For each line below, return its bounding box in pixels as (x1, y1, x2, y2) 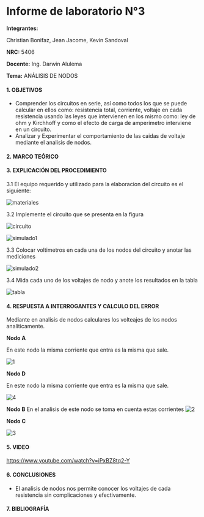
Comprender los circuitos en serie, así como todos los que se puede (15, 100, 188, 107)
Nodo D (6, 370, 26, 377)
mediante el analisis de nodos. (15, 139, 92, 146)
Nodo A (6, 334, 26, 342)
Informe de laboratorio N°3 (6, 4, 145, 18)
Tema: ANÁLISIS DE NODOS (6, 72, 78, 79)
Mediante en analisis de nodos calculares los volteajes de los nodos (6, 316, 177, 323)
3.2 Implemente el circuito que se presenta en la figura (6, 210, 144, 218)
